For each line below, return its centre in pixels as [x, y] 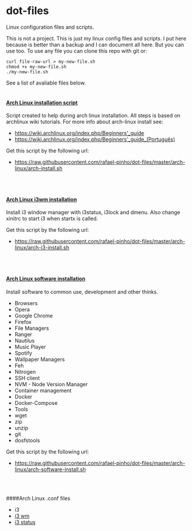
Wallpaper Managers [40, 359]
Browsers [26, 303]
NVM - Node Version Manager [51, 384]
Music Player [30, 347]
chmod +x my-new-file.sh [36, 67]
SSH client [27, 378]
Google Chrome [34, 316]
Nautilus [25, 340]
